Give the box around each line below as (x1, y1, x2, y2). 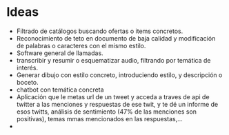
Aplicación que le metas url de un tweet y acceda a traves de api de (16, 92, 210, 101)
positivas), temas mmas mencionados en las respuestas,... (16, 114, 183, 123)
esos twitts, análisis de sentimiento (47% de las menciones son (16, 107, 197, 116)
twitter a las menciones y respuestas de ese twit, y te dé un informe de (16, 100, 219, 108)
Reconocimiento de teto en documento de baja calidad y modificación (16, 34, 216, 42)
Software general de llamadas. (16, 49, 104, 57)
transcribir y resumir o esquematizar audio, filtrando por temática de (16, 56, 211, 64)
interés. (16, 63, 39, 72)
